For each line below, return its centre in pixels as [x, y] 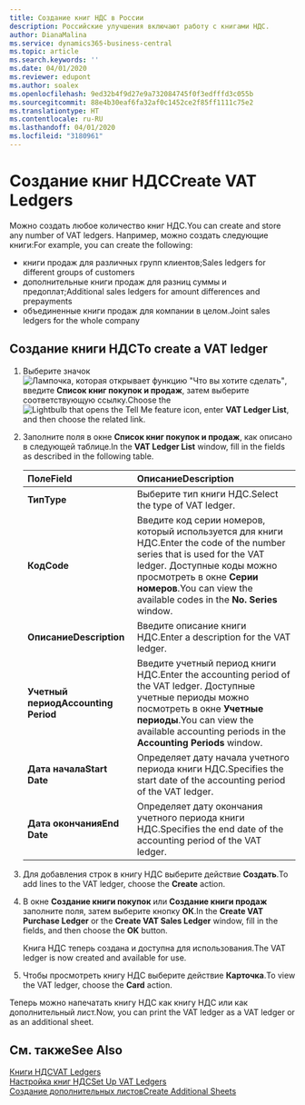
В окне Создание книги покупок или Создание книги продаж [145, 901]
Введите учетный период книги [207, 662]
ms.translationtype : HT [54, 111]
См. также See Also [66, 1050]
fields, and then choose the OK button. [95, 930]
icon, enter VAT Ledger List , [236, 409]
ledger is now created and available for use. [104, 957]
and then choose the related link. [84, 419]
